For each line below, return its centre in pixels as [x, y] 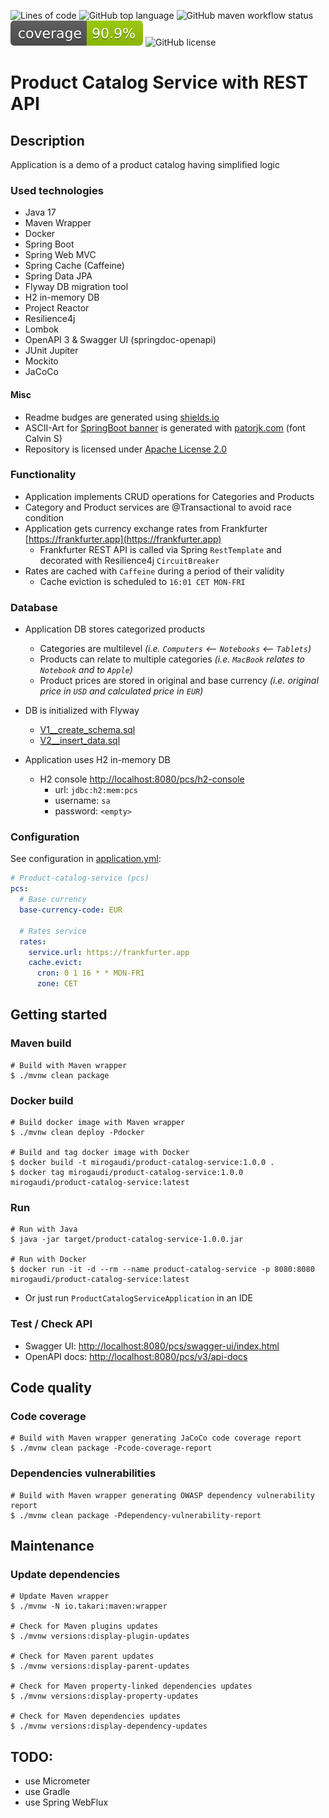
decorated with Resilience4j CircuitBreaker [129, 560]
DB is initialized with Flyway [82, 711]
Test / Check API [51, 1324]
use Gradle [47, 1792]
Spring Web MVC [60, 255]
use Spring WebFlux [66, 1802]
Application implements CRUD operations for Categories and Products [169, 496]
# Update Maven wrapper [60, 1596]
